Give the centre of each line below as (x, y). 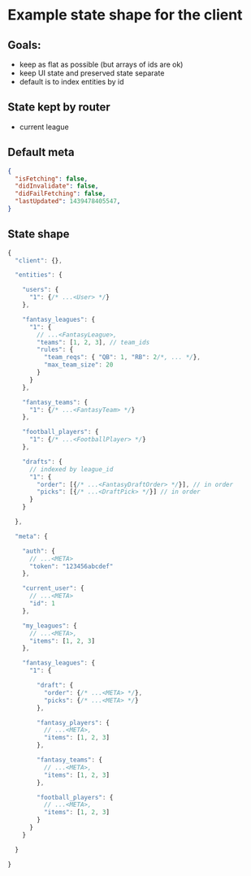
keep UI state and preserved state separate (92, 73)
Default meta (41, 152)
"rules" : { (55, 350)
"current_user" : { (53, 588)
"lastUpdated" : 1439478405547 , (68, 202)
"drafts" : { (42, 462)
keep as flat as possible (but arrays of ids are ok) (101, 64)
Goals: (24, 45)
